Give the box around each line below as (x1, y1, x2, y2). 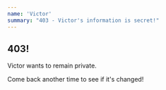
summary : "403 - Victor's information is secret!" (7, 17, 160, 24)
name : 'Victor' (7, 10, 52, 18)
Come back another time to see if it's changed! (7, 75, 144, 84)
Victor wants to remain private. (7, 61, 97, 70)
